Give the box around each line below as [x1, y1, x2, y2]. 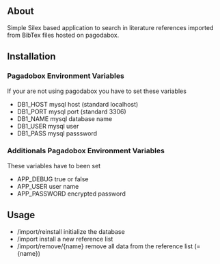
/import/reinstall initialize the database [16, 227, 125, 235]
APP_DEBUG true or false [16, 174, 89, 183]
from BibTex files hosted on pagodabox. [7, 31, 120, 39]
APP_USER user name [16, 182, 79, 190]
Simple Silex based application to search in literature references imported [7, 23, 214, 31]
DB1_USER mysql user [16, 122, 79, 130]
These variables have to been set [7, 161, 101, 170]
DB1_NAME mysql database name [16, 114, 113, 122]
